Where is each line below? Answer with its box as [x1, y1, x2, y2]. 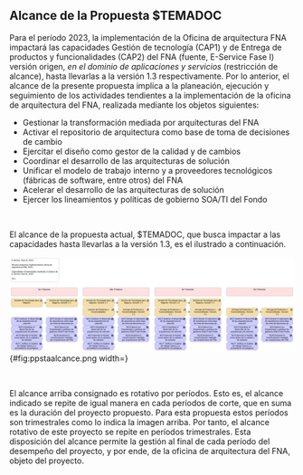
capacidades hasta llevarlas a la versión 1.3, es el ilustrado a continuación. [9, 238, 287, 249]
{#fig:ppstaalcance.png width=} [9, 353, 128, 364]
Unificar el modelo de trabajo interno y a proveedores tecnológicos [22, 165, 273, 176]
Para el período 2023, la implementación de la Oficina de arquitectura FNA [9, 32, 287, 43]
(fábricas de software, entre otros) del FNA [22, 175, 184, 185]
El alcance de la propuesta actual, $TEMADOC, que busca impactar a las [9, 229, 281, 240]
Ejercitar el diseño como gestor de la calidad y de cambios [22, 146, 241, 157]
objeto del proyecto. [9, 455, 84, 466]
